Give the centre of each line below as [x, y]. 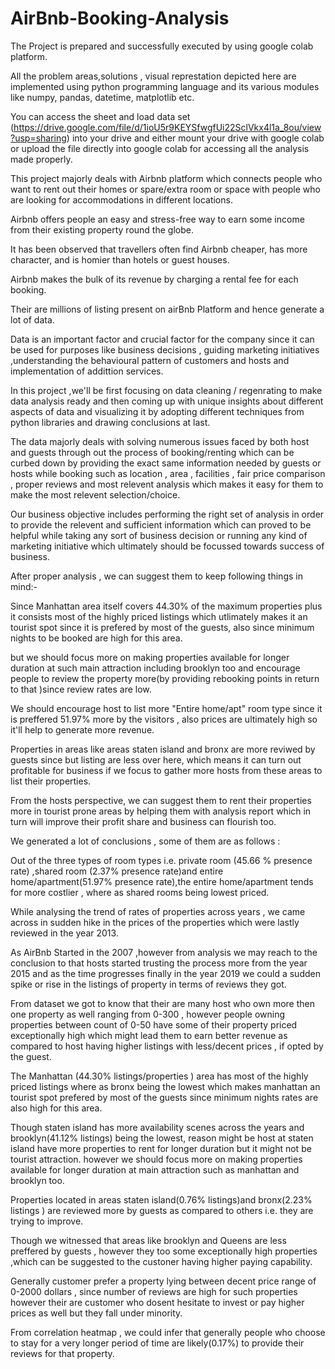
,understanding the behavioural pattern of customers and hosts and [150, 360]
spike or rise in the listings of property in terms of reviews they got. [148, 984]
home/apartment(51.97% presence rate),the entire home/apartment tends [162, 881]
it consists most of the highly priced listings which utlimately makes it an [159, 616]
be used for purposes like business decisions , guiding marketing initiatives [165, 349]
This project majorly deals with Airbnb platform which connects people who [166, 178]
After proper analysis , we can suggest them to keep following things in [156, 576]
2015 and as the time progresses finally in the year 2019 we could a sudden [165, 973]
